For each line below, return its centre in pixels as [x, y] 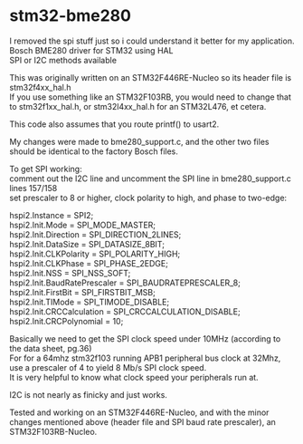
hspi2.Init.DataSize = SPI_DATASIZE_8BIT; [87, 244]
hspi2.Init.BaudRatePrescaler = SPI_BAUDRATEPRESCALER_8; [125, 283]
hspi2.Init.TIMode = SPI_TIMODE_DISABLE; [90, 302]
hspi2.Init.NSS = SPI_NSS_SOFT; [70, 273]
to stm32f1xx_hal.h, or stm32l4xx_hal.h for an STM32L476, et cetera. [138, 106]
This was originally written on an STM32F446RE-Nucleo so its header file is [151, 77]
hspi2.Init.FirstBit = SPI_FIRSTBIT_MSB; [82, 292]
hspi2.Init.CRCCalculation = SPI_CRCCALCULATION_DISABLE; [125, 311]
